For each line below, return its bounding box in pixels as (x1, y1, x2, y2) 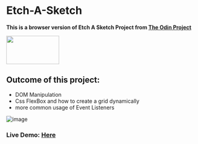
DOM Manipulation (14, 91, 62, 98)
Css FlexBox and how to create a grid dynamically (14, 97, 140, 105)
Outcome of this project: (6, 75, 100, 85)
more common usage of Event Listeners (14, 103, 115, 111)
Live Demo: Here (6, 131, 56, 139)
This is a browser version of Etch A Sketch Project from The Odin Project (6, 24, 192, 31)
